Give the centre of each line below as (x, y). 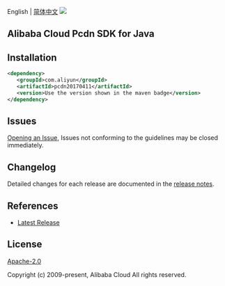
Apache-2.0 (24, 261)
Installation (32, 57)
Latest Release (39, 223)
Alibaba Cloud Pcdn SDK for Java (81, 34)
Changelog (32, 167)
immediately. (25, 145)
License (25, 245)
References (33, 206)
